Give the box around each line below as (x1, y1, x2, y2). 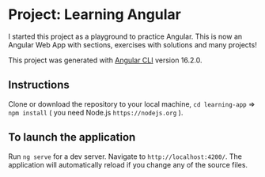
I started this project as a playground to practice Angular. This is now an (8, 32, 243, 41)
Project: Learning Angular (8, 6, 182, 24)
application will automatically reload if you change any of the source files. (8, 160, 248, 169)
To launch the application (8, 130, 136, 144)
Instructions (8, 78, 70, 92)
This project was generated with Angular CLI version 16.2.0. (8, 55, 203, 65)
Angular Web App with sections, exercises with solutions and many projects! (8, 40, 257, 49)
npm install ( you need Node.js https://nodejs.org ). (8, 107, 184, 117)
